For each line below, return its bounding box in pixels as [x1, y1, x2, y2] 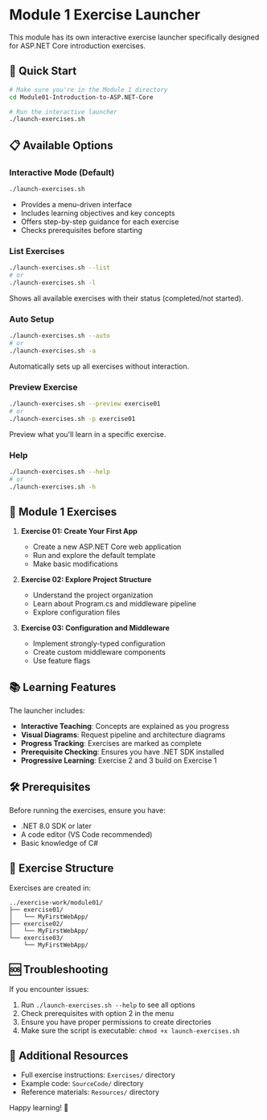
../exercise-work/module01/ [9, 898, 104, 906]
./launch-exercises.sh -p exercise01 [9, 414, 136, 423]
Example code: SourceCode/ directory [20, 1079, 144, 1089]
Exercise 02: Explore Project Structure [20, 575, 152, 585]
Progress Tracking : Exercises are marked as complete [20, 739, 202, 748]
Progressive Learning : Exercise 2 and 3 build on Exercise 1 [20, 756, 217, 765]
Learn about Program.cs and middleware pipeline [32, 599, 196, 609]
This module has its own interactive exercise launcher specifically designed [9, 32, 260, 42]
